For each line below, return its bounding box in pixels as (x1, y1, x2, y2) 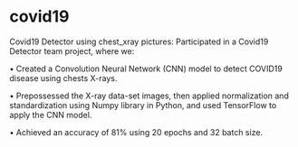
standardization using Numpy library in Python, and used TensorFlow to (9, 99, 277, 110)
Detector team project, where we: (9, 45, 135, 56)
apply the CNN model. (9, 109, 92, 120)
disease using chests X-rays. (9, 72, 118, 83)
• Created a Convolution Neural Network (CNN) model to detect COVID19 (9, 63, 283, 74)
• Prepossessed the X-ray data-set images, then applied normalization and (9, 90, 290, 101)
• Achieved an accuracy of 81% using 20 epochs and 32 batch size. (9, 126, 264, 137)
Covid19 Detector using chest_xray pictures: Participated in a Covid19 (9, 36, 269, 47)
